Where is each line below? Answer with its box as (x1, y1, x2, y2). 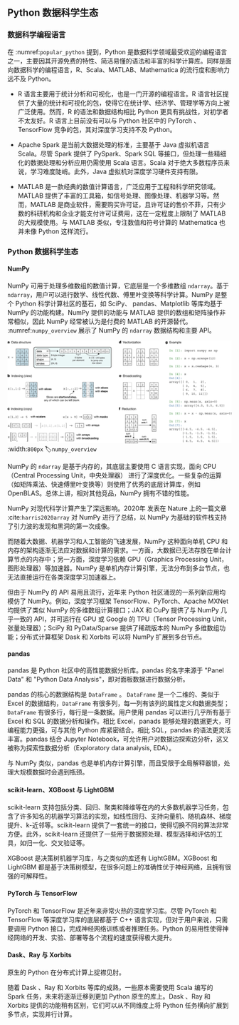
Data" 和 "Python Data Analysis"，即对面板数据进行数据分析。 (7, 675, 190, 684)
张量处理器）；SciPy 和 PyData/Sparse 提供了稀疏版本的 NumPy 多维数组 (7, 624, 220, 632)
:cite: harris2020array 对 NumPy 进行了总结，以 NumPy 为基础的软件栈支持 (7, 513, 227, 522)
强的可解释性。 (7, 872, 51, 880)
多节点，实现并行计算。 (7, 1009, 76, 1019)
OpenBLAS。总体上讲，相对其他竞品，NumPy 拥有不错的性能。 (7, 489, 193, 498)
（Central (7, 471, 36, 480)
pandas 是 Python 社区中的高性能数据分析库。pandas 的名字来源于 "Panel (7, 666, 224, 675)
